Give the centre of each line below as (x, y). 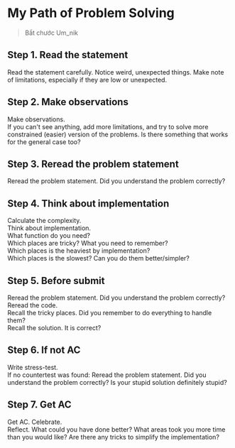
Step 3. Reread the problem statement (93, 164)
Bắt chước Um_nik (51, 33)
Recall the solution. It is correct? (54, 328)
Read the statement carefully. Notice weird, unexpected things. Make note (116, 72)
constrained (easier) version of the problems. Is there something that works (118, 134)
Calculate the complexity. (44, 221)
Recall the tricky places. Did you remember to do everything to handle (110, 313)
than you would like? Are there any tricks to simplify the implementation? (114, 437)
